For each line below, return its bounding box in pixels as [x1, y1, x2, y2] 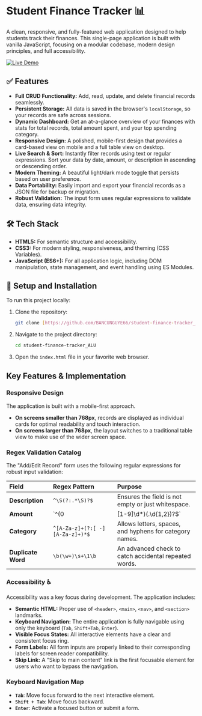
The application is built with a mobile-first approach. [6, 402, 136, 410]
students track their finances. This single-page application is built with [6, 34, 180, 41]
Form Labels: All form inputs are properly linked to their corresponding [14, 643, 191, 651]
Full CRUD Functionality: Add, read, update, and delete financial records [14, 92, 195, 99]
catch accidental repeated [117, 552, 191, 560]
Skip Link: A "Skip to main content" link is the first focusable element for [14, 657, 195, 664]
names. [117, 535, 138, 543]
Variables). [14, 250, 42, 258]
